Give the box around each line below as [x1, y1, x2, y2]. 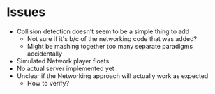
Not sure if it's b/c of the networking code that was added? [27, 34, 197, 42]
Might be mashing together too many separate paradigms [27, 42, 193, 50]
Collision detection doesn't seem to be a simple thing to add [16, 27, 190, 36]
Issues [6, 4, 46, 20]
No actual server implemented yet [16, 64, 114, 72]
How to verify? [27, 79, 70, 87]
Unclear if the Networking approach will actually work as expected [16, 71, 209, 80]
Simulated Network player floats [16, 56, 110, 65]
